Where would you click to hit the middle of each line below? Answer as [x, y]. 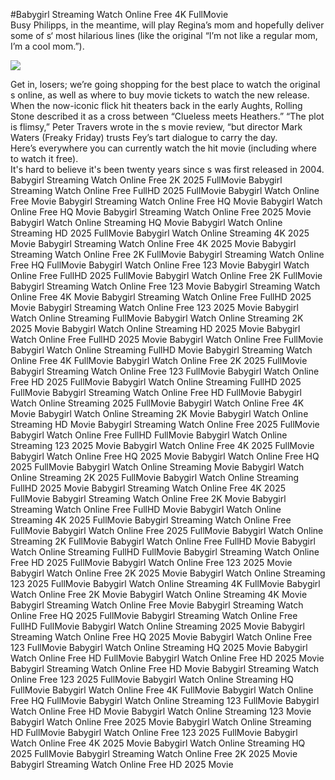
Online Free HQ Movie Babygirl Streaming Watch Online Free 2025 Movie [161, 212]
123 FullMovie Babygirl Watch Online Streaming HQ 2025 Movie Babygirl [159, 647]
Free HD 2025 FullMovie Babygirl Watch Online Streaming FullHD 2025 [156, 382]
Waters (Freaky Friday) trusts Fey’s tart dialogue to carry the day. [144, 137]
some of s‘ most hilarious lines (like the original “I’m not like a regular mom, [164, 35]
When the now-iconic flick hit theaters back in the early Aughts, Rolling [156, 105]
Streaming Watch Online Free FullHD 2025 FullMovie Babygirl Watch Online [165, 190]
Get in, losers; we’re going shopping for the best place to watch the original [165, 84]
